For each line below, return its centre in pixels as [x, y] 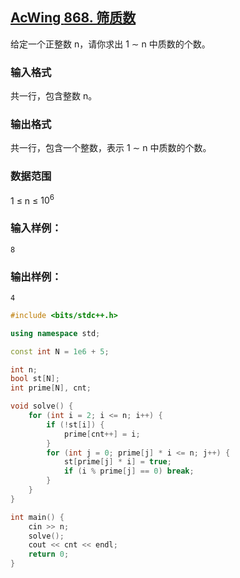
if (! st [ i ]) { [75, 424]
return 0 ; [49, 554]
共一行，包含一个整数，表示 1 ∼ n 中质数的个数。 [111, 148]
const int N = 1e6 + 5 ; [60, 351]
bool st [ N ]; [35, 379]
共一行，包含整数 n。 [54, 96]
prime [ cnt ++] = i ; [102, 434]
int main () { [37, 517]
